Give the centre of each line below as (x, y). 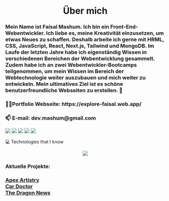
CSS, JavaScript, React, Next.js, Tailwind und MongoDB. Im (80, 46)
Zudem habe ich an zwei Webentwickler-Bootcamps (71, 65)
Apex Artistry (22, 180)
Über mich (85, 11)
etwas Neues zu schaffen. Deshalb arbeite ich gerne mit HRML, (85, 40)
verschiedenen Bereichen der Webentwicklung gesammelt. (80, 59)
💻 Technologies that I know (35, 142)
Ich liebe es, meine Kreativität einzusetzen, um (105, 33)
